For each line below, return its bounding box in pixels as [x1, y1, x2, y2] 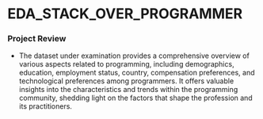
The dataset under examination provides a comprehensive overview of [18, 51, 250, 60]
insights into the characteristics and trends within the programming [18, 85, 238, 94]
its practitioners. [18, 102, 73, 111]
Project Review [7, 33, 67, 44]
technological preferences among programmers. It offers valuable [18, 76, 234, 86]
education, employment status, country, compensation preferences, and [18, 68, 255, 78]
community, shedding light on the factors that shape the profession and [18, 93, 253, 103]
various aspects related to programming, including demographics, [18, 59, 234, 69]
